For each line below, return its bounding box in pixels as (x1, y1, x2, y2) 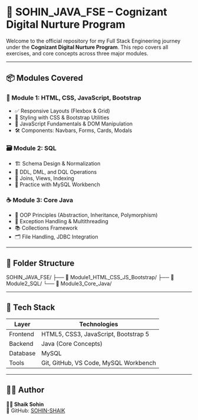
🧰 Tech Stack (6, 303, 55, 313)
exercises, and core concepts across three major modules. (6, 49, 148, 57)
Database (9, 349, 36, 357)
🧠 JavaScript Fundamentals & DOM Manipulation (14, 120, 133, 127)
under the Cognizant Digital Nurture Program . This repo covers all (6, 44, 169, 51)
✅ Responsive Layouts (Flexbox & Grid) (14, 107, 110, 114)
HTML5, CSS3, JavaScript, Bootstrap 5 (41, 330, 150, 338)
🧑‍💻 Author (6, 385, 45, 395)
